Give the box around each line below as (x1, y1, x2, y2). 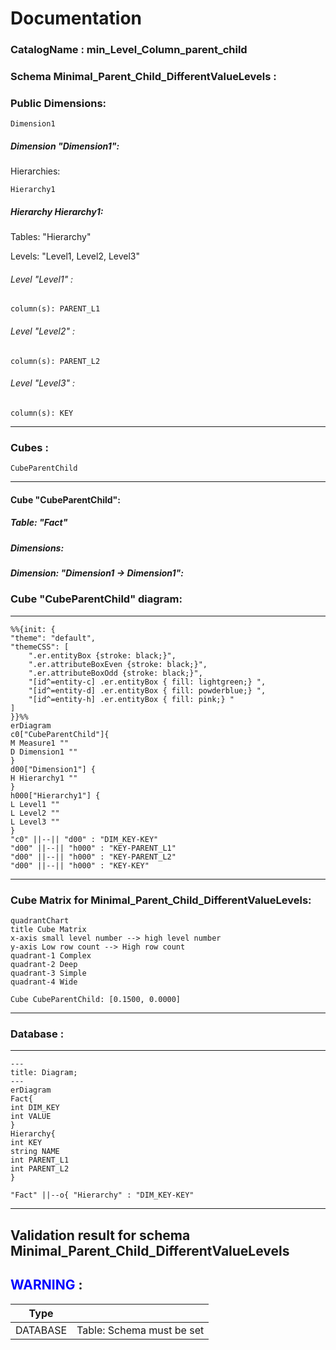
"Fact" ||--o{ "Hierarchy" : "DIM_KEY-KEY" (10, 1190, 195, 1201)
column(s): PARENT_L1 (10, 304, 101, 314)
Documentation (10, 7, 143, 30)
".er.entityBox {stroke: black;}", (28, 650, 177, 661)
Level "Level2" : (10, 325, 75, 337)
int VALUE (10, 1112, 52, 1122)
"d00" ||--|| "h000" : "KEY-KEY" (10, 860, 150, 871)
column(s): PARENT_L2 (10, 356, 101, 366)
